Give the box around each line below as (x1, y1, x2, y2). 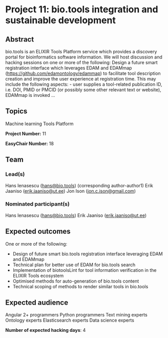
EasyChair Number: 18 (5, 140, 54, 147)
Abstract (5, 35, 34, 44)
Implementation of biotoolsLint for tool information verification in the (12, 267, 157, 273)
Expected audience (5, 299, 68, 307)
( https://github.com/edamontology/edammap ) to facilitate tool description (5, 70, 161, 76)
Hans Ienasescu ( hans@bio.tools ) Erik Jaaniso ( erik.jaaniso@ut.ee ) (5, 212, 147, 218)
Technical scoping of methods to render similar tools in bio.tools (12, 283, 149, 289)
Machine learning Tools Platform (5, 121, 74, 127)
